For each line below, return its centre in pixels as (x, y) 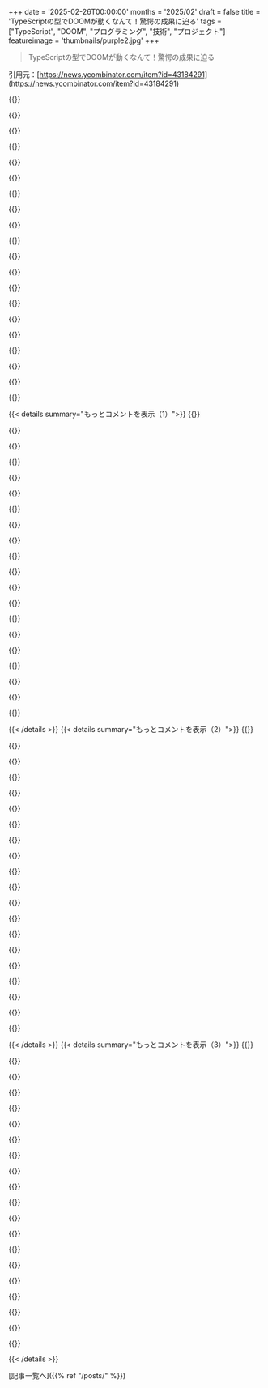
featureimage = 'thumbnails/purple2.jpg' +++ (84, 40)
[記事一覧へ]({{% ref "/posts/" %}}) (67, 1375)
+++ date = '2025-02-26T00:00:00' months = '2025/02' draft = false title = (134, 12)
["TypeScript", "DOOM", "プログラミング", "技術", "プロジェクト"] (117, 31)
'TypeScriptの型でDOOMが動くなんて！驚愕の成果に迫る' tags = (115, 21)
